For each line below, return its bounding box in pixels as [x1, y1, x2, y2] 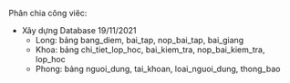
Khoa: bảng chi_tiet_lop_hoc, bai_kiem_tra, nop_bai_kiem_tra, [35, 44, 265, 55]
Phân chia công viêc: [8, 8, 88, 18]
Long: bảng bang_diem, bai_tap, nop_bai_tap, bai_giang [35, 35, 244, 45]
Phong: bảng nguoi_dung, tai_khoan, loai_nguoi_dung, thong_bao [35, 63, 281, 74]
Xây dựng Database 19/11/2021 [21, 25, 138, 35]
